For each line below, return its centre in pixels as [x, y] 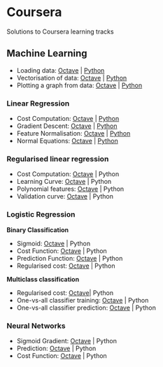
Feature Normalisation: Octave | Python [73, 134]
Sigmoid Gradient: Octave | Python [66, 340]
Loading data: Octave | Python [61, 70]
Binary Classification [38, 230]
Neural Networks [36, 326]
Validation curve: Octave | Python [65, 196]
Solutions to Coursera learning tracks [60, 31]
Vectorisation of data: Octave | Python [72, 78]
